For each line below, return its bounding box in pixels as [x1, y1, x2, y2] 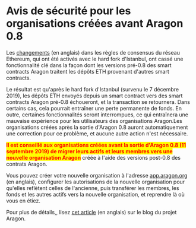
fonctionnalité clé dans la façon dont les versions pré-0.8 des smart [6, 61, 172, 69]
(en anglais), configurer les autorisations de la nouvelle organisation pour [6, 178, 185, 185]
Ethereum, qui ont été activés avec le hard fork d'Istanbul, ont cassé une [6, 55, 184, 62]
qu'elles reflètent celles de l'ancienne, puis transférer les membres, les [6, 184, 179, 191]
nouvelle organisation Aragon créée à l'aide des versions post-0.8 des [6, 154, 181, 161]
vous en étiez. [6, 197, 40, 204]
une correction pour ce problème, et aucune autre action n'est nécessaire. [6, 129, 188, 137]
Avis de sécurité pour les [6, 4, 131, 18]
